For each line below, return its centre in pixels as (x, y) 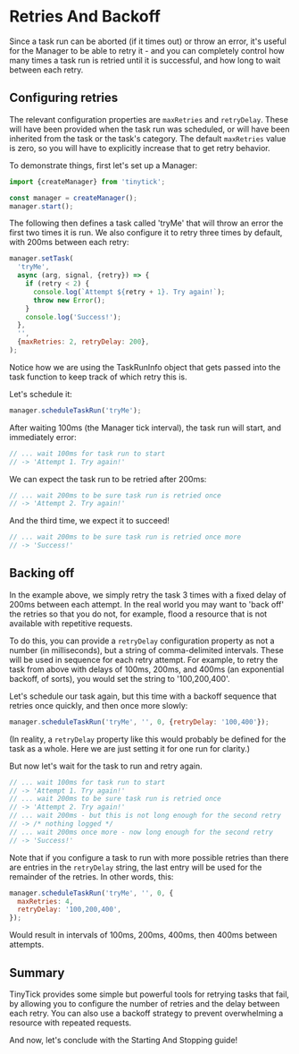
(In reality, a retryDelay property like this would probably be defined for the (148, 739)
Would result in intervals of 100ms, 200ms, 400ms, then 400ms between (143, 935)
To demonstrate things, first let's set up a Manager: (104, 165)
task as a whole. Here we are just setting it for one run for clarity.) (130, 748)
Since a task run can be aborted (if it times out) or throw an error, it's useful (148, 41)
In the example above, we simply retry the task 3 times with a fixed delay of (148, 595)
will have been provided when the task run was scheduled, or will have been (149, 129)
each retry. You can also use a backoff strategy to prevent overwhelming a (146, 1013)
